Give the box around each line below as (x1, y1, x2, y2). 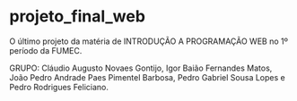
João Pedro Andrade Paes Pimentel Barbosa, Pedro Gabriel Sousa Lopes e (9, 72, 285, 82)
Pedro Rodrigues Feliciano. (9, 81, 109, 92)
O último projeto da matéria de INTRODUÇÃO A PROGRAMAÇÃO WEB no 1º (9, 36, 289, 46)
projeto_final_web (9, 6, 146, 27)
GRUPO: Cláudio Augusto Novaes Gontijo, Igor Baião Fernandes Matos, (9, 63, 273, 73)
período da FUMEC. (9, 45, 83, 55)
